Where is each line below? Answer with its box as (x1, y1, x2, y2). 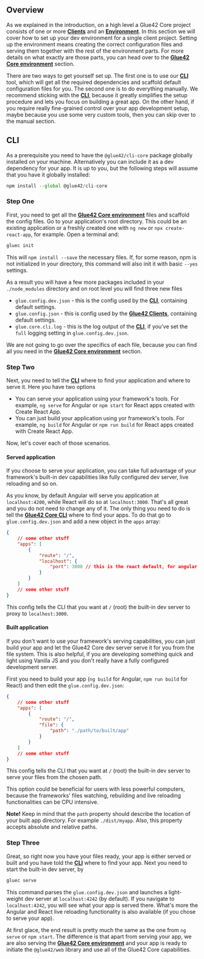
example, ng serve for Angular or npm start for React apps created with (15, 401, 195, 409)
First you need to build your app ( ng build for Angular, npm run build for (6, 675, 188, 683)
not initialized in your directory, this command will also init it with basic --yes (6, 260, 198, 267)
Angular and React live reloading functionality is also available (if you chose (6, 908, 196, 915)
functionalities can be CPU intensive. (6, 798, 99, 806)
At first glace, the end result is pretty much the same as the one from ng (6, 926, 186, 933)
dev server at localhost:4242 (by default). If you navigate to (24, 895, 175, 902)
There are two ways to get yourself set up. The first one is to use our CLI (6, 72, 189, 79)
